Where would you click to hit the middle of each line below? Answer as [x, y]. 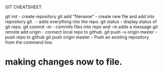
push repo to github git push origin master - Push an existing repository [77, 37]
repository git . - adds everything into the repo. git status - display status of [81, 22]
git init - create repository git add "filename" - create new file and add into [80, 16]
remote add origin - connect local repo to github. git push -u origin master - [81, 32]
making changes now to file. [64, 62]
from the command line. [29, 42]
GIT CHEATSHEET [23, 7]
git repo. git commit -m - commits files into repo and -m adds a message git [81, 27]
